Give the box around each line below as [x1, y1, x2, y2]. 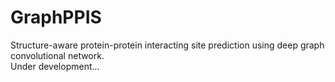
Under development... [10, 60, 100, 72]
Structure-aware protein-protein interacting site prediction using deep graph [10, 39, 325, 51]
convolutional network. [10, 49, 105, 61]
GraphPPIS [10, 6, 102, 29]
